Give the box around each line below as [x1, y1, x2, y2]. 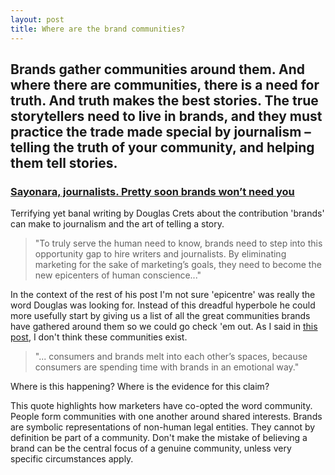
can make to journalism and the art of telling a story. [10, 218, 225, 230]
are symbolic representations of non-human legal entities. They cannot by [10, 421, 316, 433]
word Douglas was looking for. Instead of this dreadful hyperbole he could [10, 299, 316, 311]
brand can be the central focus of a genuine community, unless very [10, 442, 292, 455]
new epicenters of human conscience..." [34, 269, 202, 281]
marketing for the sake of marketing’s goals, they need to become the [34, 259, 322, 271]
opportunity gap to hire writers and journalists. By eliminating [34, 248, 287, 260]
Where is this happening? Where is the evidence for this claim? [10, 381, 270, 393]
